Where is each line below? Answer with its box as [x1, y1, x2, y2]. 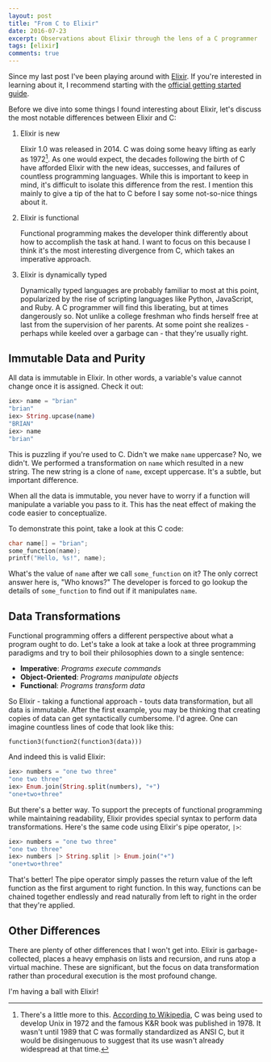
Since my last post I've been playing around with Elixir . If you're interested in [8, 72, 262, 81]
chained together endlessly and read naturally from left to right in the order [8, 892, 257, 901]
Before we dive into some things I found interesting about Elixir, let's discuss [8, 104, 262, 114]
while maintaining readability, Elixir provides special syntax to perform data [8, 813, 257, 823]
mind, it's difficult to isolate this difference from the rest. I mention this [19, 179, 254, 190]
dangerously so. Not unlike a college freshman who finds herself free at [19, 311, 259, 321]
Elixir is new [19, 128, 60, 138]
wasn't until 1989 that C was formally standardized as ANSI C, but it [19, 1026, 244, 1036]
